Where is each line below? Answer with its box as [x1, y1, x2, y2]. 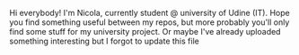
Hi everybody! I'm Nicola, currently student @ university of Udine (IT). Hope [9, 8, 290, 18]
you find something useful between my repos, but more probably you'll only [9, 17, 290, 27]
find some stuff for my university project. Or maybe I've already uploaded [9, 27, 281, 36]
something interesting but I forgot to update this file [9, 35, 199, 46]
